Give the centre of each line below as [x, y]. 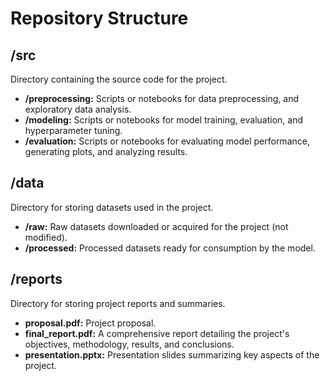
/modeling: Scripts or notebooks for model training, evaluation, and [163, 120]
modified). [46, 237]
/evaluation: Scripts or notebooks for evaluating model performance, [167, 141]
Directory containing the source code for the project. [119, 79]
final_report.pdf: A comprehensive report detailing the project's [157, 333]
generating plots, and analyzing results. [106, 151]
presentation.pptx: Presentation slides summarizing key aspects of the [172, 354]
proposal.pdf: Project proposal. [90, 323]
